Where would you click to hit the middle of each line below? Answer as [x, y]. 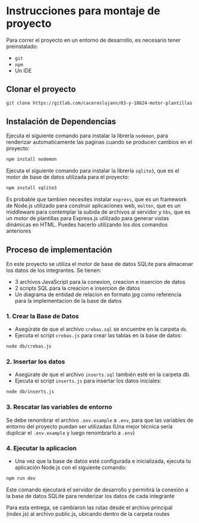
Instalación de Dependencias [61, 122]
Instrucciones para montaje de [83, 11]
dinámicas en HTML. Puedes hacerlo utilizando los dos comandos [87, 225]
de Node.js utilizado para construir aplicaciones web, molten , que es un [94, 206]
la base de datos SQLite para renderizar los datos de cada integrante [91, 496]
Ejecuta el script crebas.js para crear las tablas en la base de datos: [98, 336]
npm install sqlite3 [32, 188]
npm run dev [21, 478]
